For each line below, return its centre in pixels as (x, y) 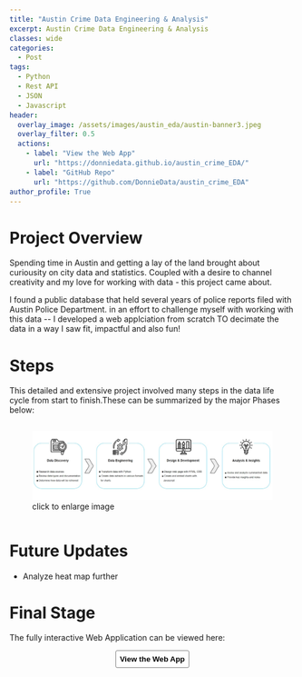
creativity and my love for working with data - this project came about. (141, 283)
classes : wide (36, 38)
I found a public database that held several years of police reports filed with (151, 300)
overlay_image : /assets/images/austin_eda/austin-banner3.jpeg (139, 124)
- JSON (30, 95)
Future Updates (69, 551)
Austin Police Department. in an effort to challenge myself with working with (151, 310)
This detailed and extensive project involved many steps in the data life (142, 391)
